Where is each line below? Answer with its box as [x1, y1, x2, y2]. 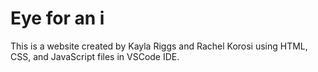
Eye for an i [10, 7, 105, 30]
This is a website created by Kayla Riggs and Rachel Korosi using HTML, [10, 40, 308, 52]
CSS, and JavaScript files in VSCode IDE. [10, 50, 180, 62]
